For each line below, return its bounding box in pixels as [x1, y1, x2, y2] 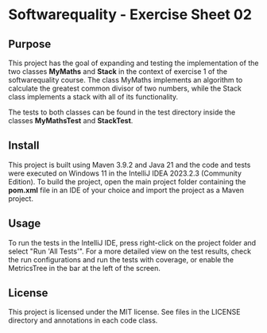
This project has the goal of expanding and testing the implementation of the [8, 58, 259, 68]
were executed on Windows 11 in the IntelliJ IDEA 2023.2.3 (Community [8, 168, 242, 178]
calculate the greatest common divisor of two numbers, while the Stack [8, 83, 242, 93]
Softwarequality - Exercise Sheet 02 [8, 6, 253, 24]
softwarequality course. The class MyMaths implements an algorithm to [8, 76, 243, 84]
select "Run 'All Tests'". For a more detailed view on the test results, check [8, 246, 252, 256]
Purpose [8, 37, 52, 51]
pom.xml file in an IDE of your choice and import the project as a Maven [8, 185, 245, 195]
